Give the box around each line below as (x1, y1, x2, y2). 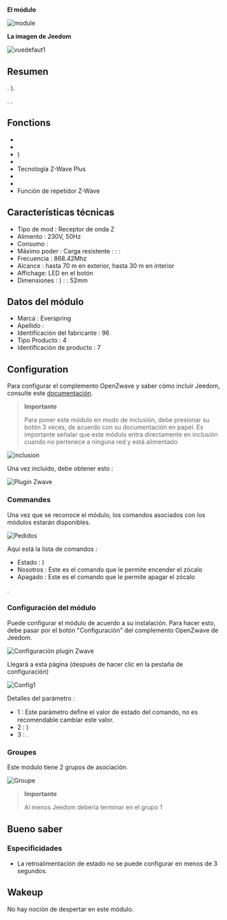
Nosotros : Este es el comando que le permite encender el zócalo (17, 565, 203, 574)
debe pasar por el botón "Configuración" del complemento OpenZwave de (7, 626, 219, 634)
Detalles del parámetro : (7, 694, 76, 702)
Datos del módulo (7, 296, 84, 308)
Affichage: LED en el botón (17, 269, 94, 277)
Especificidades (7, 844, 63, 853)
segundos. (17, 866, 47, 875)
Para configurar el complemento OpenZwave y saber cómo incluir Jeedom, (7, 381, 220, 390)
